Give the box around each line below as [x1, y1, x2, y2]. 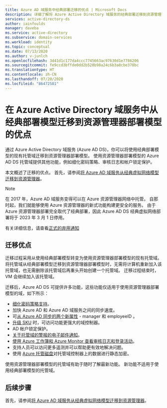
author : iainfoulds [5, 21, 46, 26]
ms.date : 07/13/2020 [5, 49, 48, 54]
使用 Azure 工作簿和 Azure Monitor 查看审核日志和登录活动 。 [12, 338, 138, 344]
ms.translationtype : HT [5, 68, 55, 73]
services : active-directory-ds [5, 16, 70, 21]
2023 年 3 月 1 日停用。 [19, 214, 67, 220]
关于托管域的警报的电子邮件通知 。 [12, 332, 83, 338]
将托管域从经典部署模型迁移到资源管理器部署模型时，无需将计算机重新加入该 [5, 261, 162, 267]
